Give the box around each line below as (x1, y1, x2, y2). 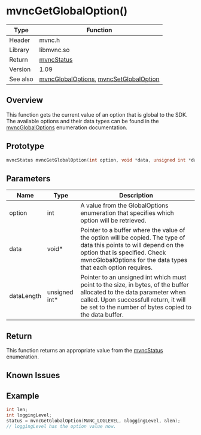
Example (6, 391, 39, 401)
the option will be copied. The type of (80, 233, 185, 242)
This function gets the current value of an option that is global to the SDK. (6, 111, 188, 118)
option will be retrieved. (80, 217, 147, 225)
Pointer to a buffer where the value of (80, 226, 185, 235)
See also (9, 75, 34, 83)
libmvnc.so (39, 45, 70, 54)
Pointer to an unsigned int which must (80, 273, 187, 282)
